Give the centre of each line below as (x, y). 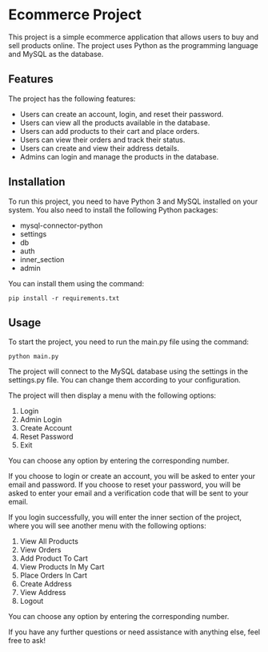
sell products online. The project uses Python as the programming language (133, 45)
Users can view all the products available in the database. (115, 123)
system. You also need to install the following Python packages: (113, 209)
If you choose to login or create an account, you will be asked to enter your (132, 476)
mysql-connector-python (61, 225)
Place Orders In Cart (54, 576)
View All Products (49, 541)
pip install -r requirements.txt (64, 298)
